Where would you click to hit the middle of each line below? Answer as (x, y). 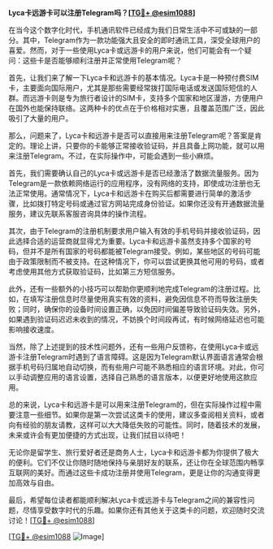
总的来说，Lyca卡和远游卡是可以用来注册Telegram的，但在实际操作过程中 (132, 404)
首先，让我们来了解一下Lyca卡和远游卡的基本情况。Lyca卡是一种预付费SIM (134, 78)
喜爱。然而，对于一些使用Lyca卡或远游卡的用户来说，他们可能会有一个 (127, 50)
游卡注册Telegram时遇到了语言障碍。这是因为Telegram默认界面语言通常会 (132, 357)
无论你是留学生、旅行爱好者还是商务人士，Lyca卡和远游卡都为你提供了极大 (134, 452)
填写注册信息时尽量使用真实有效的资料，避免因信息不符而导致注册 (140, 299)
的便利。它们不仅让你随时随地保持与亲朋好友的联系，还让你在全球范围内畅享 (136, 463)
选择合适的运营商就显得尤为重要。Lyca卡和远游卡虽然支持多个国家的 (130, 241)
